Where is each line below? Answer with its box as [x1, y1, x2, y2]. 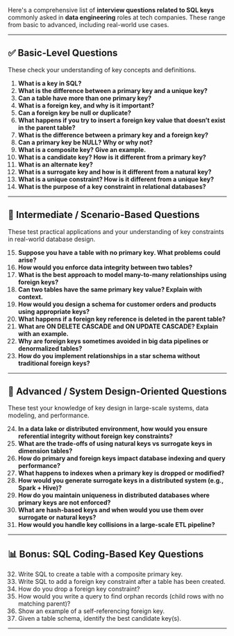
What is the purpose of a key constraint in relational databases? [17, 182, 207, 190]
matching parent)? [17, 600, 71, 608]
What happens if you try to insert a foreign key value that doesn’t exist [17, 116, 226, 124]
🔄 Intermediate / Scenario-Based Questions [8, 209, 200, 221]
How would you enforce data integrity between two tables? [17, 263, 193, 271]
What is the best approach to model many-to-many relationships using [17, 270, 227, 278]
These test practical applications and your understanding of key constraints [8, 227, 224, 235]
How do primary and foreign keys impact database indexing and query [17, 454, 226, 462]
